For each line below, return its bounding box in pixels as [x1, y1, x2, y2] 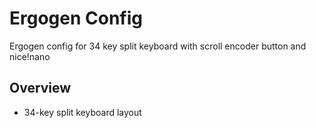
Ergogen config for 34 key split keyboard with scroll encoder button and [9, 40, 307, 52]
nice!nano [9, 50, 51, 62]
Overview [9, 80, 72, 97]
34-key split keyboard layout [23, 106, 142, 118]
